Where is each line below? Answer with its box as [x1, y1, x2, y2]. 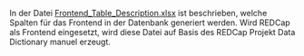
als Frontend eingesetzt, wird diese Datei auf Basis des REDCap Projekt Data [9, 27, 296, 37]
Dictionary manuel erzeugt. [9, 36, 112, 47]
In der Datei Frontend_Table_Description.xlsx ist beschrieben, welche [9, 8, 268, 18]
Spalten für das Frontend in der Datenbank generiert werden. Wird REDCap [9, 17, 290, 28]
